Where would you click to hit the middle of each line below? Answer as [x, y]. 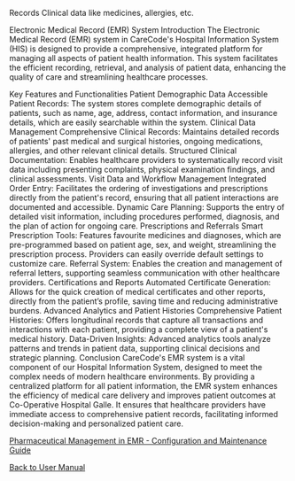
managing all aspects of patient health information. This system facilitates [144, 58]
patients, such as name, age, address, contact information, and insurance [144, 113]
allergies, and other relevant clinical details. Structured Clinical [123, 151]
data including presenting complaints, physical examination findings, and [142, 169]
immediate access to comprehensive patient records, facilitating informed [144, 414]
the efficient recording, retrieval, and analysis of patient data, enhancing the [147, 67]
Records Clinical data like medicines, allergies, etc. [101, 13]
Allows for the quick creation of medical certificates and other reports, [137, 292]
